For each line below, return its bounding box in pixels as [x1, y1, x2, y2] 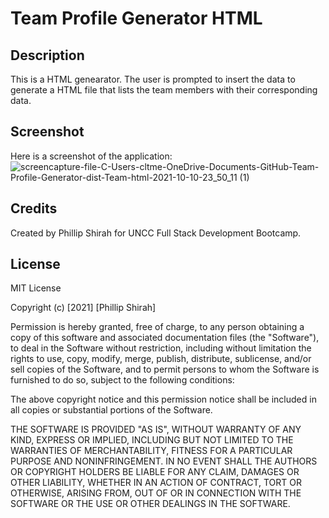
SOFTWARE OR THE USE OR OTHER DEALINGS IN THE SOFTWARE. [10, 498, 291, 510]
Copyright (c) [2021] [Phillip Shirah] [10, 302, 157, 314]
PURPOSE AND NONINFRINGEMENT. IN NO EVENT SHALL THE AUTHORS [10, 455, 318, 467]
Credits [10, 200, 58, 217]
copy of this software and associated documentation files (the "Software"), [10, 332, 320, 344]
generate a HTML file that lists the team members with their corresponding [10, 84, 318, 96]
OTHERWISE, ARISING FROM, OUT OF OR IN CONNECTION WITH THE [10, 487, 302, 499]
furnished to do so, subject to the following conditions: [10, 374, 235, 386]
